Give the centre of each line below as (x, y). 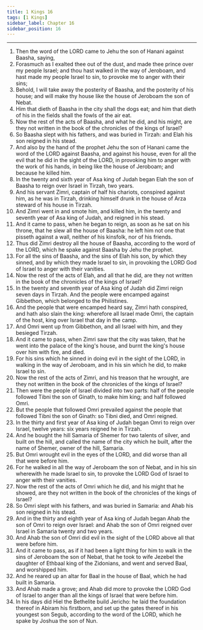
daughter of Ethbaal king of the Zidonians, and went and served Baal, (101, 563)
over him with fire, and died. (50, 352)
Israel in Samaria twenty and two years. (64, 531)
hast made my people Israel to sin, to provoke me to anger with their (100, 77)
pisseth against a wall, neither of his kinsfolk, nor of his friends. (94, 237)
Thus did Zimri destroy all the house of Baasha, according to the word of (105, 243)
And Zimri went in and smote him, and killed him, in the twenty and (98, 211)
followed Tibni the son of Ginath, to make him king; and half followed (101, 397)
